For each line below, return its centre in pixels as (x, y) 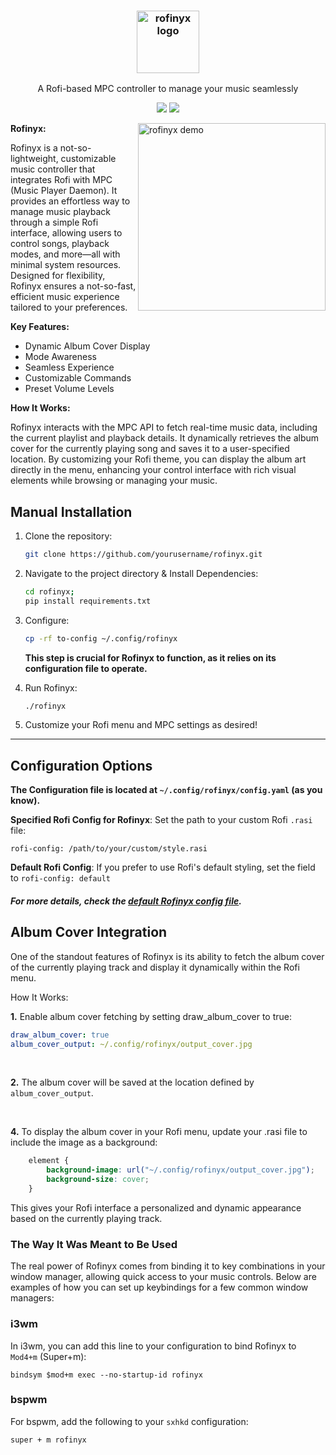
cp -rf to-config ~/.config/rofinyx (101, 638)
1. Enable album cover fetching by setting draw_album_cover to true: (151, 1016)
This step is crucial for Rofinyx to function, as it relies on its (150, 657)
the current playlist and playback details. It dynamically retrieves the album (165, 438)
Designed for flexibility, (58, 276)
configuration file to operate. (86, 668)
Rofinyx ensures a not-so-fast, (73, 286)
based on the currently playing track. (86, 1218)
